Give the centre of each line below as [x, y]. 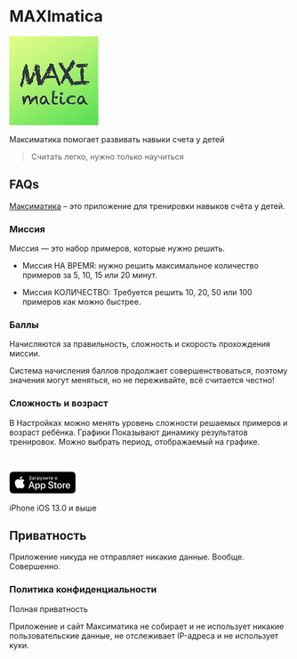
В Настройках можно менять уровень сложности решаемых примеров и [148, 422]
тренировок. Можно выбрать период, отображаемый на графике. [135, 441]
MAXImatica [56, 16]
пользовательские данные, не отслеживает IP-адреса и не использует [144, 635]
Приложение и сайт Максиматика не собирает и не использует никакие [147, 626]
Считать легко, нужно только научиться [107, 157]
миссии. [25, 354]
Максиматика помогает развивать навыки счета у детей [117, 139]
